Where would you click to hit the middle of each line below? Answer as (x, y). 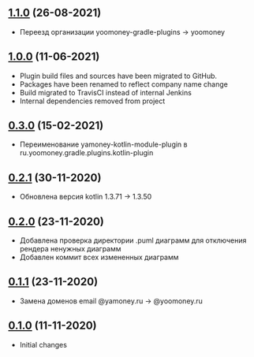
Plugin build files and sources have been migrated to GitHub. (118, 76)
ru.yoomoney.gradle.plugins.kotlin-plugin (86, 153)
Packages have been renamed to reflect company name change (124, 84)
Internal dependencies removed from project (92, 101)
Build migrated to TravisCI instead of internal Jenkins (105, 92)
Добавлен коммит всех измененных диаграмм (99, 257)
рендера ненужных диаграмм (70, 249)
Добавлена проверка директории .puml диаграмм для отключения (133, 240)
